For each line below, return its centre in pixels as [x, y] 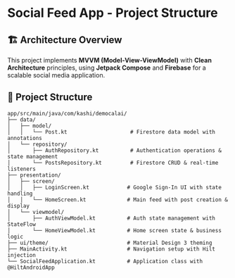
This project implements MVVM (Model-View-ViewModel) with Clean [110, 60]
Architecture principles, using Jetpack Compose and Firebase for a [107, 68]
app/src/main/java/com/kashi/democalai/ [68, 113]
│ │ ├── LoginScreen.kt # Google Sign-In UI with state [114, 187]
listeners [22, 169]
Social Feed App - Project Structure [113, 13]
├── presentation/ [34, 175]
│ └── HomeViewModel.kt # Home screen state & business [114, 230]
